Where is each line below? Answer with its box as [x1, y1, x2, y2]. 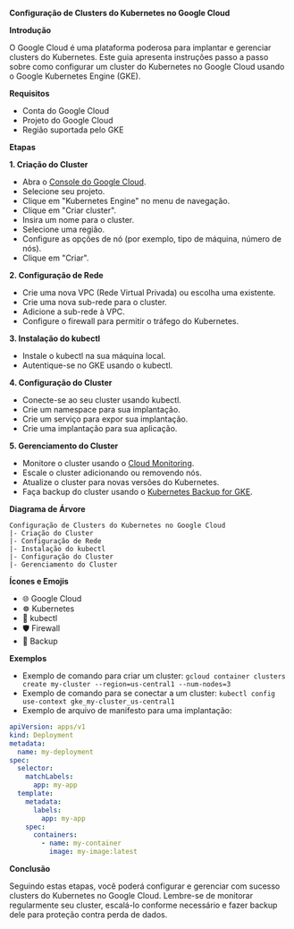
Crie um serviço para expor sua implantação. [21, 413, 189, 424]
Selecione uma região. [21, 224, 105, 234]
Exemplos [9, 653, 47, 663]
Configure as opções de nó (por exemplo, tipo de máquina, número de [21, 234, 281, 244]
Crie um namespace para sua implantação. [21, 405, 181, 414]
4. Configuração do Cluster [9, 378, 113, 388]
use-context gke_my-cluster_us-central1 [21, 697, 175, 706]
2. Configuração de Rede [9, 270, 105, 280]
